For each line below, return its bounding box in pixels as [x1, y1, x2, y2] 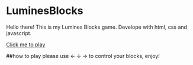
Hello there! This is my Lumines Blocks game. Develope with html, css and [6, 23, 188, 30]
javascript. [6, 29, 32, 36]
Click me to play [6, 41, 46, 48]
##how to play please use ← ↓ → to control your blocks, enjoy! [6, 52, 160, 59]
